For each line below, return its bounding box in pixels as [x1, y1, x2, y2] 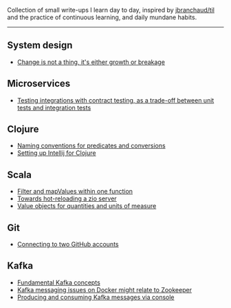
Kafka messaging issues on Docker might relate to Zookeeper [16, 285, 192, 294]
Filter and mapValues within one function [16, 187, 133, 196]
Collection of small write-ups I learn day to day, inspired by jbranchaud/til [7, 6, 215, 14]
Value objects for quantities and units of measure [16, 202, 157, 210]
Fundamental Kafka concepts [16, 278, 101, 287]
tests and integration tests [16, 103, 91, 112]
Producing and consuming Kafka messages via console [16, 293, 175, 301]
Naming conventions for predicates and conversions [16, 141, 166, 150]
